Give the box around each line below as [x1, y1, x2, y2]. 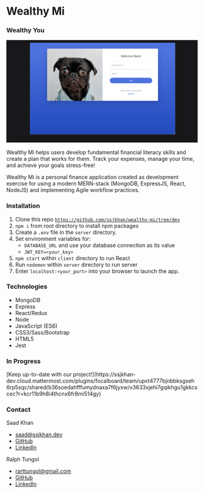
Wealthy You [6, 26, 45, 35]
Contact [6, 405, 31, 414]
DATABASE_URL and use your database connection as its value [24, 241, 175, 249]
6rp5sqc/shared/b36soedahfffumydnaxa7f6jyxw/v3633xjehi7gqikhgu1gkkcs [6, 384, 198, 391]
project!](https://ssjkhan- [72, 371, 136, 378]
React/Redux [15, 309, 47, 316]
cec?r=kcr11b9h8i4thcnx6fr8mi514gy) [6, 390, 101, 397]
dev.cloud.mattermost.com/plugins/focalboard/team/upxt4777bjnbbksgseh [6, 377, 195, 385]
